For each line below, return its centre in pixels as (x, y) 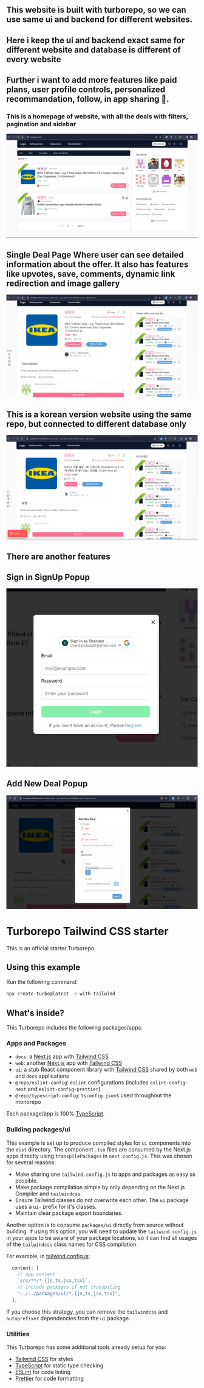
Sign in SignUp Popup (48, 577)
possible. (26, 1180)
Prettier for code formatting (49, 1379)
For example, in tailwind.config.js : (48, 1256)
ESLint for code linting (43, 1372)
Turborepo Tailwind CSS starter (87, 931)
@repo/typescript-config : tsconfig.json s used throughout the (93, 1095)
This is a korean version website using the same (99, 414)
